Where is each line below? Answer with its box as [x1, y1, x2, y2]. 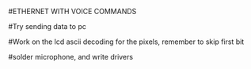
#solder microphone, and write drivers [8, 53, 133, 61]
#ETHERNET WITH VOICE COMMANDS [8, 7, 137, 16]
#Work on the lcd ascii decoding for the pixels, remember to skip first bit [8, 37, 245, 46]
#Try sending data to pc [8, 22, 87, 31]
